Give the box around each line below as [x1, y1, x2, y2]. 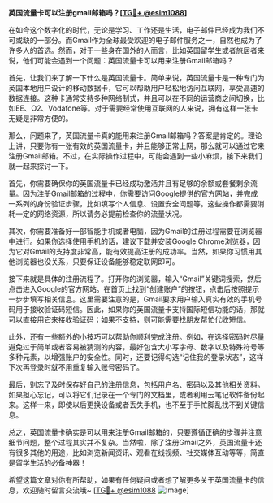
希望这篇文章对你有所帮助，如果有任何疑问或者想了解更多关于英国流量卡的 [8, 475, 258, 484]
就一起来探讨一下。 [8, 162, 73, 171]
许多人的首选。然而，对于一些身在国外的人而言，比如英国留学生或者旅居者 [8, 46, 258, 55]
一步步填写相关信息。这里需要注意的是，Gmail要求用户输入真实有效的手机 [8, 294, 256, 304]
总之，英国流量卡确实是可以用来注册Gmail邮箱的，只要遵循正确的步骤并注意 [8, 427, 262, 437]
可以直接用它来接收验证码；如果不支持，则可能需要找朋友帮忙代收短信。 [8, 314, 250, 324]
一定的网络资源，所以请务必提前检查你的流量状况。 [15, 209, 187, 219]
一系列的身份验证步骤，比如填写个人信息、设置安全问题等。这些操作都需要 [8, 199, 258, 208]
